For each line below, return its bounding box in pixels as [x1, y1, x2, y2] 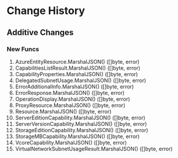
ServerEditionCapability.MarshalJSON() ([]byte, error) [15, 114, 146, 121]
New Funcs [6, 45, 39, 53]
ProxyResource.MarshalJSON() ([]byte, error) [15, 101, 126, 109]
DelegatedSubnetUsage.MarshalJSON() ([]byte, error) [15, 77, 146, 84]
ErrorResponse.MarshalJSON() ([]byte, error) [15, 89, 125, 96]
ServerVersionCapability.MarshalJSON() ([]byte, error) [15, 120, 147, 127]
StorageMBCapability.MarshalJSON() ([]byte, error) [15, 133, 140, 140]
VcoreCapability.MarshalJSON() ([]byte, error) [15, 139, 127, 146]
